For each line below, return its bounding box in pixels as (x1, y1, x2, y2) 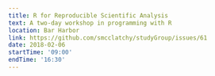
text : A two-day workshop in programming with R (8, 19, 172, 27)
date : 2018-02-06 (8, 41, 66, 49)
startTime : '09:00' (8, 48, 73, 56)
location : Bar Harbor (8, 26, 80, 34)
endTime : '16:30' (8, 56, 66, 64)
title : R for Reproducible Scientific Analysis (8, 11, 169, 20)
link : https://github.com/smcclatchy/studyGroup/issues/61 (8, 33, 208, 42)
